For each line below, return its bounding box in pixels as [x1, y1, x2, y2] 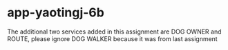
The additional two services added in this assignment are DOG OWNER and [7, 27, 222, 36]
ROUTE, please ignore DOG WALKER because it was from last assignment [7, 34, 218, 42]
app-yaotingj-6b [7, 5, 105, 21]
